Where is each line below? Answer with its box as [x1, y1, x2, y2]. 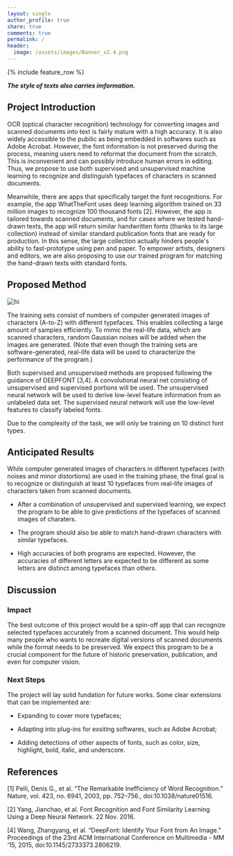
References [7, 766, 58, 778]
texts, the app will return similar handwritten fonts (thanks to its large [26, 221, 223, 230]
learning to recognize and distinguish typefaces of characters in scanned [7, 171, 216, 180]
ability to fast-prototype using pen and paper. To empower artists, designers [7, 244, 225, 252]
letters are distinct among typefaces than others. [17, 564, 157, 573]
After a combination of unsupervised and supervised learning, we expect [17, 501, 226, 509]
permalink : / [7, 36, 45, 43]
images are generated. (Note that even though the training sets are [7, 340, 198, 349]
